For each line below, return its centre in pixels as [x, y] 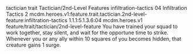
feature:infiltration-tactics [37, 20]
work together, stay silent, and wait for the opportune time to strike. [87, 33]
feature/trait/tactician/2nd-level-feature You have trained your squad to [92, 26]
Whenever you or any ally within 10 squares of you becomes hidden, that [94, 39]
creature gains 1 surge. [34, 45]
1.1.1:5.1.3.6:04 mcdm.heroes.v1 [106, 20]
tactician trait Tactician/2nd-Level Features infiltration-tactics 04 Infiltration [96, 8]
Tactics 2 [17, 14]
